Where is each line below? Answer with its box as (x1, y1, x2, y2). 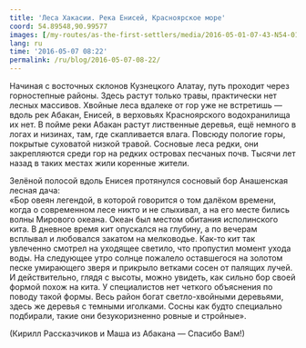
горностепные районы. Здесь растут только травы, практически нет (9, 90, 278, 101)
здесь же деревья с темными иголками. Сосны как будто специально (9, 301, 282, 312)
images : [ (9, 30, 47, 39)
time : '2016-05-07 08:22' (9, 47, 107, 56)
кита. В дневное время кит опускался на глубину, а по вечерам (9, 224, 258, 234)
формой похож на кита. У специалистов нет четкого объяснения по (9, 282, 273, 292)
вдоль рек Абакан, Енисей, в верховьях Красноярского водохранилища (9, 110, 291, 120)
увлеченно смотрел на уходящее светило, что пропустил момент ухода (9, 243, 291, 254)
